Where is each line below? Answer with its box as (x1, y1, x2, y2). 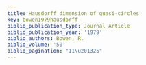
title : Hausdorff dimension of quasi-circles (7, 9, 139, 17)
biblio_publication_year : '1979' (7, 28, 103, 36)
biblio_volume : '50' (7, 41, 66, 48)
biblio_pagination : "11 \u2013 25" (7, 48, 103, 55)
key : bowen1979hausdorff (7, 16, 78, 23)
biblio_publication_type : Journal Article (7, 22, 130, 29)
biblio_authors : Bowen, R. (7, 35, 84, 42)
